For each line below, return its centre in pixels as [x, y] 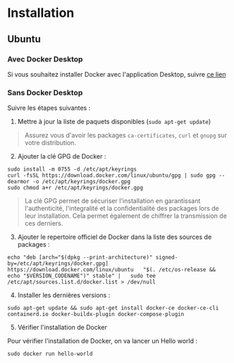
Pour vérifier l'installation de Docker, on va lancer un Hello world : [102, 341]
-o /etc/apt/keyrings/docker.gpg [82, 182]
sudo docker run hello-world [50, 354]
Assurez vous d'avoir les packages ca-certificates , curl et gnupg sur [126, 135]
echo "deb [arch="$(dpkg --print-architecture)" [80, 258]
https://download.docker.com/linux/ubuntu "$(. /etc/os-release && [112, 270]
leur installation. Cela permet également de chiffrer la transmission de [126, 216]
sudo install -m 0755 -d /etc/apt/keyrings [72, 170]
